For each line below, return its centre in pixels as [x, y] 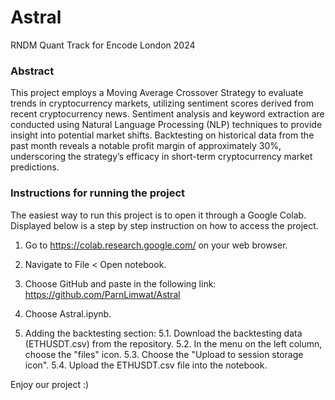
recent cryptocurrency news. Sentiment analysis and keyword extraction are [167, 114]
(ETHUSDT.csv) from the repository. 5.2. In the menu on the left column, [173, 343]
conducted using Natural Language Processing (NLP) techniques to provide [166, 125]
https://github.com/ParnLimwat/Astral [102, 294]
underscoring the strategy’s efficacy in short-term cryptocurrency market [161, 157]
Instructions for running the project [98, 193]
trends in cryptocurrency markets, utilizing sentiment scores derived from [162, 103]
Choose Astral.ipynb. [68, 313]
